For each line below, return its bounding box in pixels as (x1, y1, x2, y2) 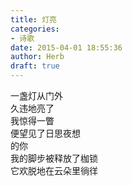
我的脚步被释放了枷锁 (10, 152, 98, 164)
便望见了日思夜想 (10, 127, 81, 139)
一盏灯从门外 (10, 90, 63, 101)
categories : (10, 24, 60, 34)
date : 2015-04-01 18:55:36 (10, 42, 123, 53)
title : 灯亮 (10, 14, 57, 25)
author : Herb (10, 52, 65, 62)
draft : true (10, 61, 60, 71)
